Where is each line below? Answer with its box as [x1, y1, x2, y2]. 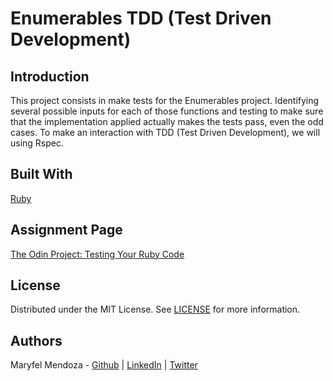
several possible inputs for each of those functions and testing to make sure [10, 105, 324, 117]
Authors [10, 332, 63, 349]
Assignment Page [10, 222, 123, 239]
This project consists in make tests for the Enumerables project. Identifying [10, 95, 320, 106]
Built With [10, 166, 73, 183]
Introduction [10, 68, 90, 85]
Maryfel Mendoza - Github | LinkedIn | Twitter [10, 359, 198, 371]
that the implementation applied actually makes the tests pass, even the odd [10, 116, 324, 127]
